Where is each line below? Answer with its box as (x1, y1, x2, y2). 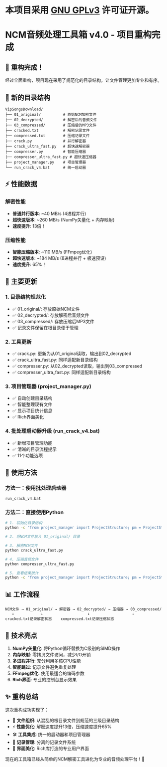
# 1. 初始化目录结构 (5, 521, 43, 526)
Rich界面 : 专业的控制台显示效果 (12, 676, 77, 682)
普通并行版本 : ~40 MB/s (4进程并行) (12, 210, 86, 216)
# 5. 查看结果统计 (5, 571, 39, 575)
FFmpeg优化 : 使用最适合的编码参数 (12, 670, 84, 676)
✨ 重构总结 (5, 693, 39, 701)
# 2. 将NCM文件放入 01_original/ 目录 (5, 534, 81, 539)
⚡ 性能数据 (5, 180, 37, 189)
